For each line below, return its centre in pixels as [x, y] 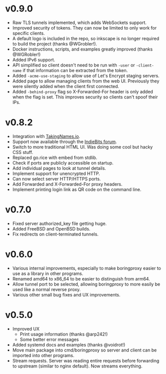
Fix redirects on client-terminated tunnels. [55, 234]
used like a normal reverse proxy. [46, 289]
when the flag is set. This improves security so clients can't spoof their [85, 97]
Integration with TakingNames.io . [46, 136]
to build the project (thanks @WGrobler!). [55, 43]
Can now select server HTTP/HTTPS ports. [57, 178]
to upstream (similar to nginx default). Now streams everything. [77, 366]
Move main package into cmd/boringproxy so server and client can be [84, 350]
